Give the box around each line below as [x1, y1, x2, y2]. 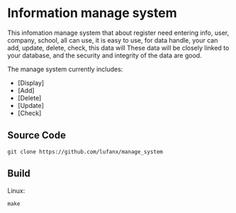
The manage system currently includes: [7, 65, 123, 73]
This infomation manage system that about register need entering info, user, [7, 28, 229, 37]
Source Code [7, 129, 66, 141]
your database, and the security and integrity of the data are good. [7, 51, 202, 60]
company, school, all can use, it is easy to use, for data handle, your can [7, 35, 218, 44]
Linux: [7, 186, 26, 195]
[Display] [17, 78, 45, 87]
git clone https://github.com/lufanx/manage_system [7, 148, 163, 155]
